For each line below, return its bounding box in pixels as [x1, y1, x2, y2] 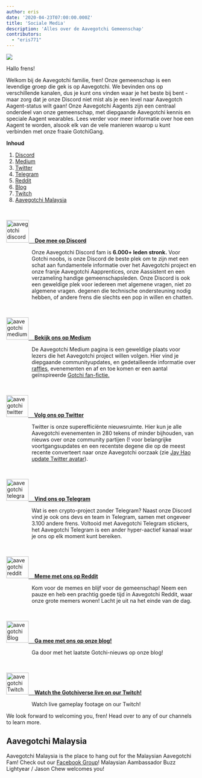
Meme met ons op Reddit [34, 573, 98, 580]
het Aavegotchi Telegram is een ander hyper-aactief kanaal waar [31, 526, 193, 533]
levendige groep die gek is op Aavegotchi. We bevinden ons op [6, 83, 163, 90]
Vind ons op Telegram [34, 495, 91, 502]
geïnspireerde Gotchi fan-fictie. [31, 371, 110, 378]
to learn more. [6, 719, 41, 725]
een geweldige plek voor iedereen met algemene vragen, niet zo [31, 281, 192, 288]
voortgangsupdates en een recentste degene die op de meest [31, 442, 186, 449]
